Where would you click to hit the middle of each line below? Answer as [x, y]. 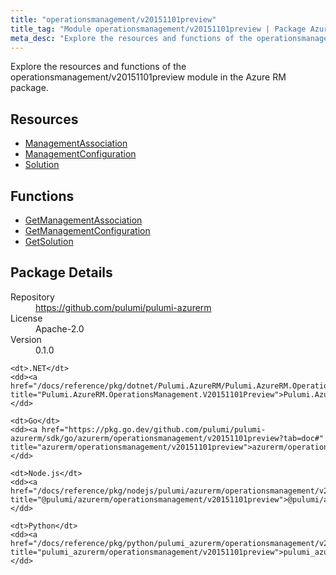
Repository [32, 297]
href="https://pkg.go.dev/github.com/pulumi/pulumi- [154, 429]
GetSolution [49, 241]
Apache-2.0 [60, 328]
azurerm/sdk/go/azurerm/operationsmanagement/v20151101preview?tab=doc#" [167, 438]
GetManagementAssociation [83, 220]
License [26, 318]
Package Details [61, 272]
